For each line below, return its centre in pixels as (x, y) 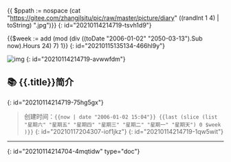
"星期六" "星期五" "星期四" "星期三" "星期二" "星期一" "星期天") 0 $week (122, 125)
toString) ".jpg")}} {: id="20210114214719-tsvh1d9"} (80, 25)
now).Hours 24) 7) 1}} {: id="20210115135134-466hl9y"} (86, 46)
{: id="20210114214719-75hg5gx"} (56, 102)
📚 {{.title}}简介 (41, 82)
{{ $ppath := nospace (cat (44, 11)
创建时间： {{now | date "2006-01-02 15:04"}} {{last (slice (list (121, 116)
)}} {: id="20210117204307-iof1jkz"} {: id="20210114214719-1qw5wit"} (124, 131)
